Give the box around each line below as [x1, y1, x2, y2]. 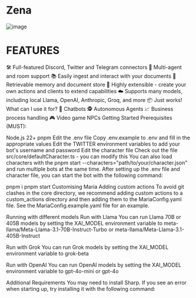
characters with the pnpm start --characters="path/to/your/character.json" [6, 159, 188, 166]
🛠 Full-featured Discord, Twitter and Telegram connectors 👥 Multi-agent [6, 63, 182, 71]
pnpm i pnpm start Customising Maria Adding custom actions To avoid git [6, 183, 184, 190]
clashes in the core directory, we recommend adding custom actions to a [6, 189, 183, 197]
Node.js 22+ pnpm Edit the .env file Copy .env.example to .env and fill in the [6, 134, 190, 141]
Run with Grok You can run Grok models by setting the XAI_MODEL [6, 243, 169, 251]
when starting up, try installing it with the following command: [6, 285, 156, 292]
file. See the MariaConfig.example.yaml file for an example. [6, 202, 150, 209]
